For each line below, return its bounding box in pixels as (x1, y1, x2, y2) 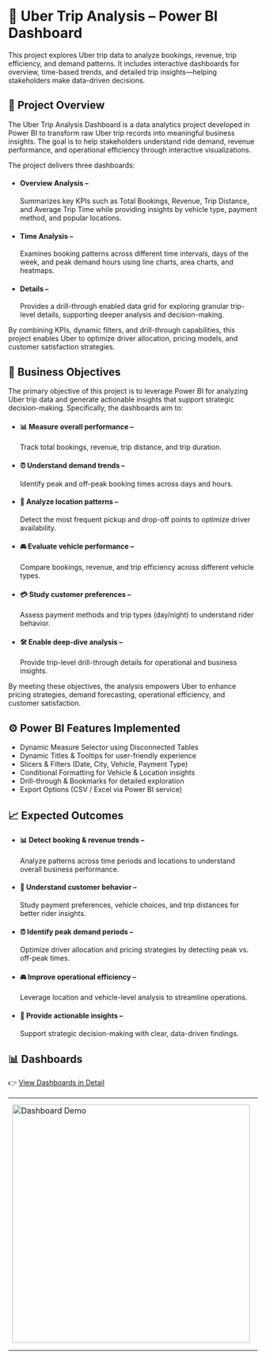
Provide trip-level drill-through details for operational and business (19, 658, 237, 668)
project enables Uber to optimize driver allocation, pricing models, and (8, 333, 238, 344)
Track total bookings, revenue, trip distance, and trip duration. (19, 442, 222, 452)
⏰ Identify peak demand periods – (19, 926, 134, 936)
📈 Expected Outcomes (8, 809, 124, 822)
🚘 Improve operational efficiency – (19, 972, 137, 981)
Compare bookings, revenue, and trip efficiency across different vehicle (19, 562, 255, 572)
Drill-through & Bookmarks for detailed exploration (19, 776, 184, 786)
